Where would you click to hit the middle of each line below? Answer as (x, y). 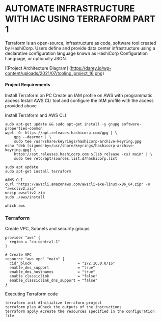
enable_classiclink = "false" (54, 276)
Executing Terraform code (31, 294)
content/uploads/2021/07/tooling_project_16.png (54, 73)
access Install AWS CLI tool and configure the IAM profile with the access (79, 100)
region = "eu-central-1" (35, 242)
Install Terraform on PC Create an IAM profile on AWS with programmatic (79, 96)
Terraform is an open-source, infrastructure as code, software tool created (80, 43)
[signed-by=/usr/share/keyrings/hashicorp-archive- (81, 146)
